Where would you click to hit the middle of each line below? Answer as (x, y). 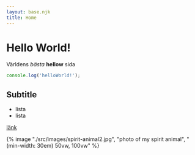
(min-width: (21, 146)
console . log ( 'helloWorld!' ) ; (43, 76)
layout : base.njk (28, 12)
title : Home (21, 18)
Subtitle (22, 95)
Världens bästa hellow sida (41, 64)
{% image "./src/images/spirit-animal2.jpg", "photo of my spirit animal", (96, 139)
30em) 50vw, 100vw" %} (68, 146)
